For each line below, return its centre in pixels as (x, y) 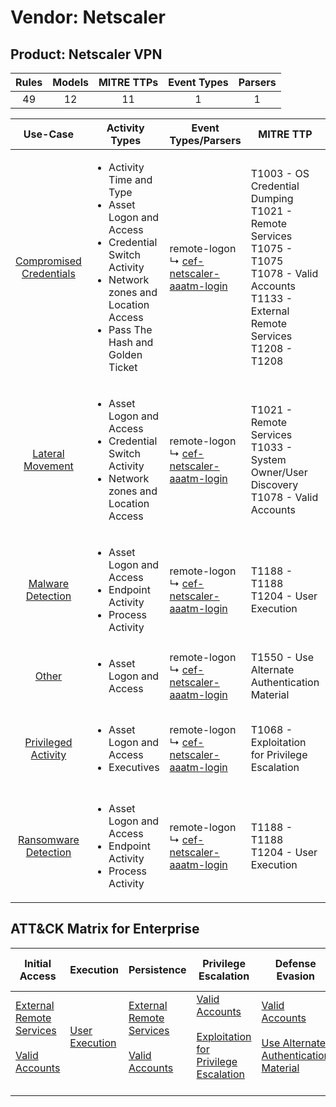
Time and (130, 179)
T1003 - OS (280, 173)
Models (70, 82)
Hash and (131, 342)
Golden (125, 354)
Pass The (130, 329)
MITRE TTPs (128, 82)
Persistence (157, 969)
